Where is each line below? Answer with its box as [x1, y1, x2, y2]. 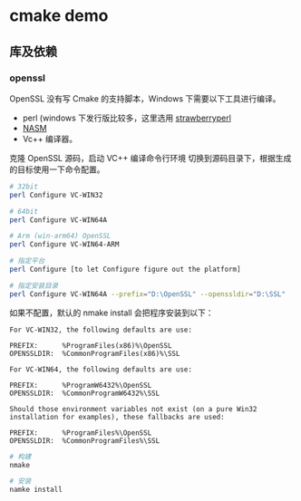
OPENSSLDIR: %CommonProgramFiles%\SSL [9, 436, 160, 445]
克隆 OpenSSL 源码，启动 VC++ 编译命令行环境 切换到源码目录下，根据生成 [9, 152, 292, 163]
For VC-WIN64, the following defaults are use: [9, 364, 193, 374]
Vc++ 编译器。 [22, 133, 78, 144]
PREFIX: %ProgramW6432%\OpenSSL [9, 381, 152, 390]
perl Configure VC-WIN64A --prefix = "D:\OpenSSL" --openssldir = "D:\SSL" [9, 289, 286, 299]
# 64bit [9, 207, 39, 216]
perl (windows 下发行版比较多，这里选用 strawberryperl [22, 112, 231, 123]
